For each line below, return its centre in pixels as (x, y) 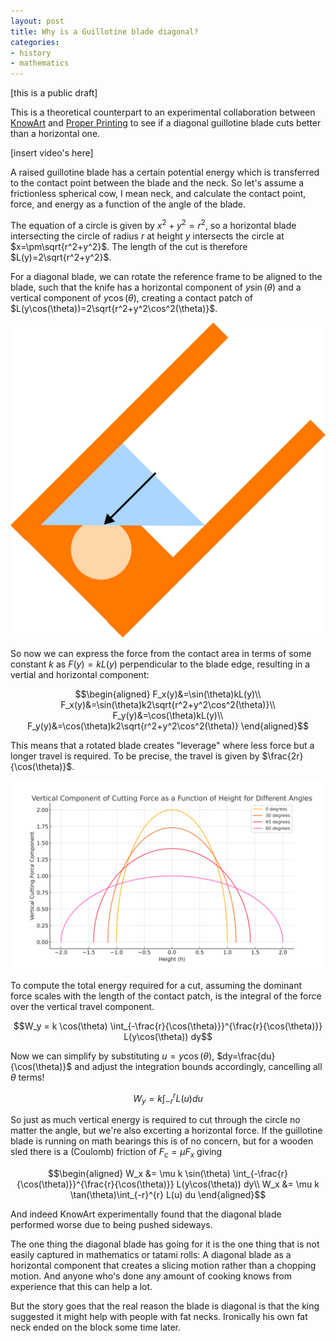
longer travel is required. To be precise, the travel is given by (135, 756)
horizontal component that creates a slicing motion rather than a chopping (163, 1266)
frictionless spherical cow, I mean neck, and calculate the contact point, (158, 194)
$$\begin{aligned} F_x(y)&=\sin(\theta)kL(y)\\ (168, 694)
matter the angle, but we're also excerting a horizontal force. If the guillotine (166, 1131)
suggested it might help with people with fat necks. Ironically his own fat (159, 1317)
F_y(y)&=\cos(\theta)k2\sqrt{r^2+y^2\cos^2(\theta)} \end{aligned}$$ (168, 726)
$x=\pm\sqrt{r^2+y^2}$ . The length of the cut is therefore (129, 246)
